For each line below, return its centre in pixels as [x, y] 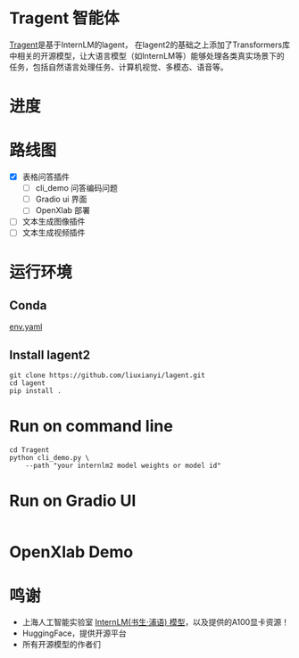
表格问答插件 [46, 177]
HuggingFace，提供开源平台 [74, 633]
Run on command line [91, 427]
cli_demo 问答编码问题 [77, 188]
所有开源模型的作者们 [61, 645]
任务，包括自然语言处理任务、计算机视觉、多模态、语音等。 [119, 67]
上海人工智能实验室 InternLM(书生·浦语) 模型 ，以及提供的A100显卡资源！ [156, 622]
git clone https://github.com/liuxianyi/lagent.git [107, 375]
